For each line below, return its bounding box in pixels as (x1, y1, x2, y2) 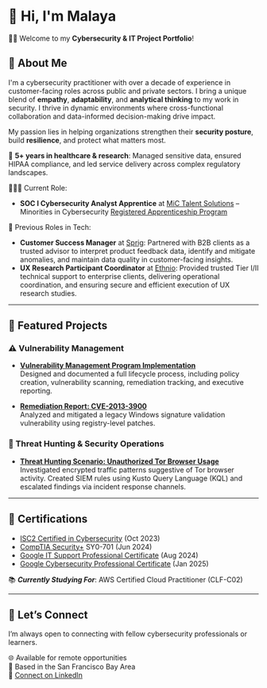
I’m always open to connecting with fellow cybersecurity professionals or (8, 629, 248, 639)
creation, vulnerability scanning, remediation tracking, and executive (19, 378, 244, 387)
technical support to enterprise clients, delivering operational (19, 271, 220, 281)
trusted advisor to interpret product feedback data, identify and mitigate (19, 246, 256, 255)
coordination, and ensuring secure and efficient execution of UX (19, 280, 230, 290)
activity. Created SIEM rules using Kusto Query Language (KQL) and (19, 473, 243, 483)
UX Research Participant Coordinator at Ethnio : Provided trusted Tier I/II (19, 262, 259, 273)
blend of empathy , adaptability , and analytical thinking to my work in (8, 95, 239, 104)
